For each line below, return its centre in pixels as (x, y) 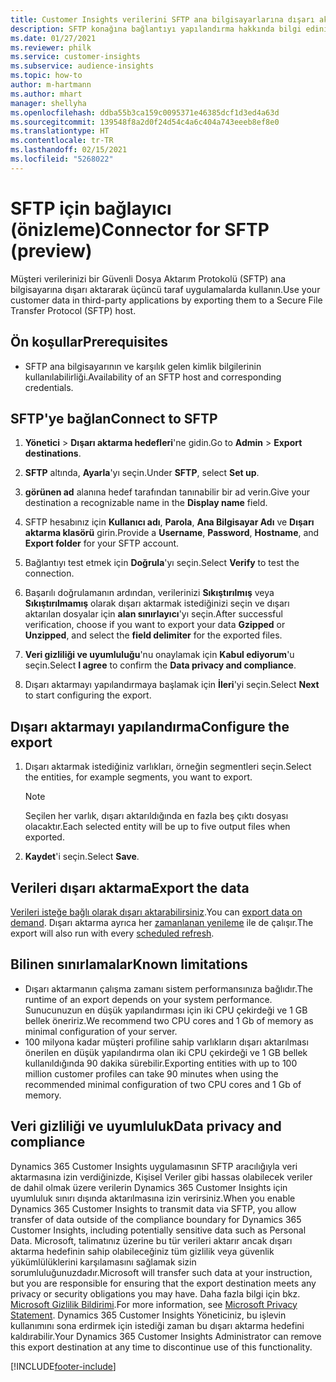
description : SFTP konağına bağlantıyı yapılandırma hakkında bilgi (156, 29)
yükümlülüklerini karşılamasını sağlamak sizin (103, 1262)
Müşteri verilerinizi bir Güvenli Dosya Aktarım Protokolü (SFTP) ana (148, 278)
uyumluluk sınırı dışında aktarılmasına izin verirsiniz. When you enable (153, 1198)
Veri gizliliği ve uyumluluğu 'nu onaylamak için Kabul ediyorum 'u (159, 655)
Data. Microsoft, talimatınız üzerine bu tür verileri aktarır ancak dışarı (151, 1240)
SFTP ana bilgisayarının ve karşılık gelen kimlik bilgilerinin (143, 366)
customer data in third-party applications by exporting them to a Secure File (166, 300)
